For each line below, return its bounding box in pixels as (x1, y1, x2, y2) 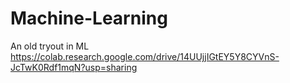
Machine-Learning (10, 7, 168, 30)
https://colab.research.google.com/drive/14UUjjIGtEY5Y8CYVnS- (10, 50, 280, 62)
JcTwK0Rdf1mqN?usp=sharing (10, 61, 138, 73)
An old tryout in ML (10, 40, 90, 52)
